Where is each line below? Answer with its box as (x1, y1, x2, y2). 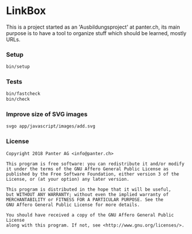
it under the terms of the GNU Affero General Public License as (6, 166, 169, 172)
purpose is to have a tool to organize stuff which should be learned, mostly (6, 29, 187, 36)
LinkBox (6, 4, 46, 18)
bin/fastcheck (6, 91, 41, 97)
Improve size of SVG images (6, 110, 88, 118)
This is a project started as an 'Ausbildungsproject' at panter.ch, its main (6, 23, 180, 30)
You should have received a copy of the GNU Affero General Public (6, 212, 174, 218)
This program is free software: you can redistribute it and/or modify (6, 161, 184, 167)
